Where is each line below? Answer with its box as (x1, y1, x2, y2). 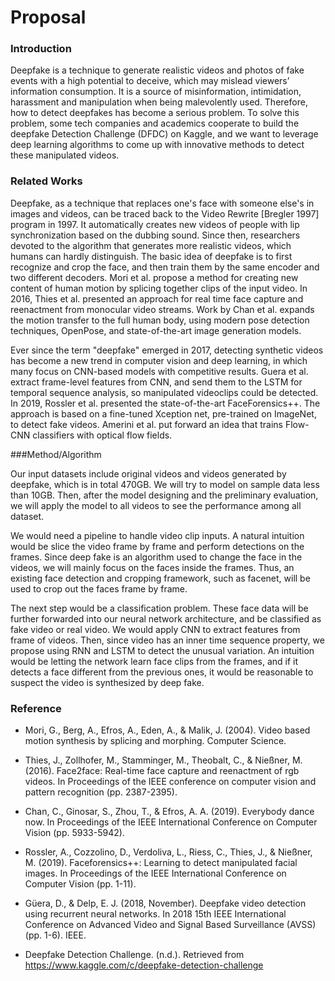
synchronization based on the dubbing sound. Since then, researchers (10, 229, 301, 241)
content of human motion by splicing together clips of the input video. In (10, 282, 308, 294)
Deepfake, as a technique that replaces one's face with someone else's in (10, 197, 315, 209)
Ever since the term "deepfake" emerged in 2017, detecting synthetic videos (10, 344, 324, 356)
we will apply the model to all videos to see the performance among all (10, 499, 302, 511)
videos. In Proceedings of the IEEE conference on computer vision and (24, 776, 317, 788)
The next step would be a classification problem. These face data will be (10, 602, 309, 614)
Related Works (10, 174, 83, 188)
